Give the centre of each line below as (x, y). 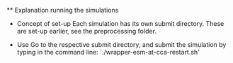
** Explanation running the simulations (63, 10)
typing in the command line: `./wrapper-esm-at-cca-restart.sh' (108, 52)
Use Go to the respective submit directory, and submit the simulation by (121, 44)
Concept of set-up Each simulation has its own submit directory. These (120, 23)
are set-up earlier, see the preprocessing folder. (87, 31)
